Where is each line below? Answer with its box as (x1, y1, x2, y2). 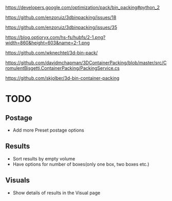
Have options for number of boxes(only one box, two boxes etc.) (12, 161, 150, 167)
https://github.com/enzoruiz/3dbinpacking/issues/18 (5, 14, 117, 20)
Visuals (5, 176, 30, 185)
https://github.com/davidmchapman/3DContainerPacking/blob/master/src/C (5, 60, 167, 66)
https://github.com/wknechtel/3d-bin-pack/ (5, 50, 98, 56)
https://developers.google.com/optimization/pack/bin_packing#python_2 (5, 5, 160, 10)
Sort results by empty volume (12, 155, 75, 161)
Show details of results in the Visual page (12, 190, 101, 196)
